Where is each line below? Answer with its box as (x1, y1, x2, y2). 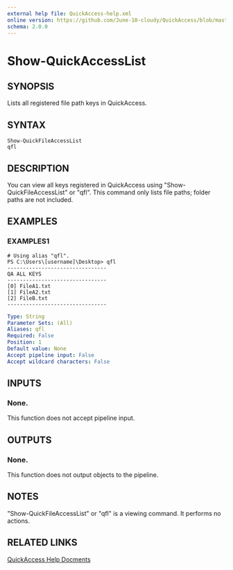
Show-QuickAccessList (7, 53, 146, 69)
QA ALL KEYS (7, 270, 42, 278)
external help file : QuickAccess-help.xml (7, 10, 132, 17)
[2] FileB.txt (7, 294, 49, 302)
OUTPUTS (7, 434, 52, 446)
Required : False (7, 333, 54, 340)
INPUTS (7, 378, 42, 389)
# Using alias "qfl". (7, 252, 70, 259)
